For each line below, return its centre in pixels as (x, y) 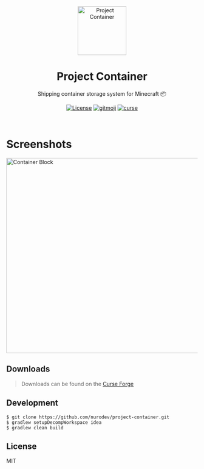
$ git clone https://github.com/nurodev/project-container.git (88, 417)
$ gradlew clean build (35, 428)
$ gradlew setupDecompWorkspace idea (54, 422)
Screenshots (39, 144)
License (22, 446)
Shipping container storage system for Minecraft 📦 (102, 93)
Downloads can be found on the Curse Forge (77, 384)
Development (32, 403)
